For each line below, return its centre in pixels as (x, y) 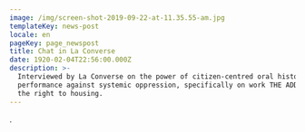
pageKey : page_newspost (54, 43)
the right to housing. (60, 93)
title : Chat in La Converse (63, 52)
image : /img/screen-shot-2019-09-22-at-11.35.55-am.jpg (117, 18)
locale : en (30, 34)
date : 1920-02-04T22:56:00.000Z (70, 60)
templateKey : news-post (54, 26)
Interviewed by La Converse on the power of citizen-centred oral (146, 77)
